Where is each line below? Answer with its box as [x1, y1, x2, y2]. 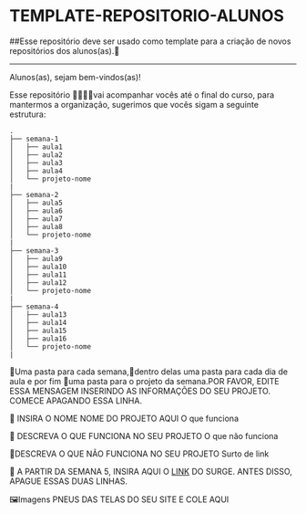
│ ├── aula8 [9, 222, 64, 231]
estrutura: [9, 109, 46, 120]
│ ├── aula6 [9, 206, 64, 215]
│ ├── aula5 [9, 198, 64, 207]
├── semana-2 [9, 190, 59, 199]
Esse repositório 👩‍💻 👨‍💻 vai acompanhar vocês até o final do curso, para [9, 89, 275, 100]
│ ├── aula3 [9, 158, 64, 167]
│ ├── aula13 [9, 309, 67, 320]
